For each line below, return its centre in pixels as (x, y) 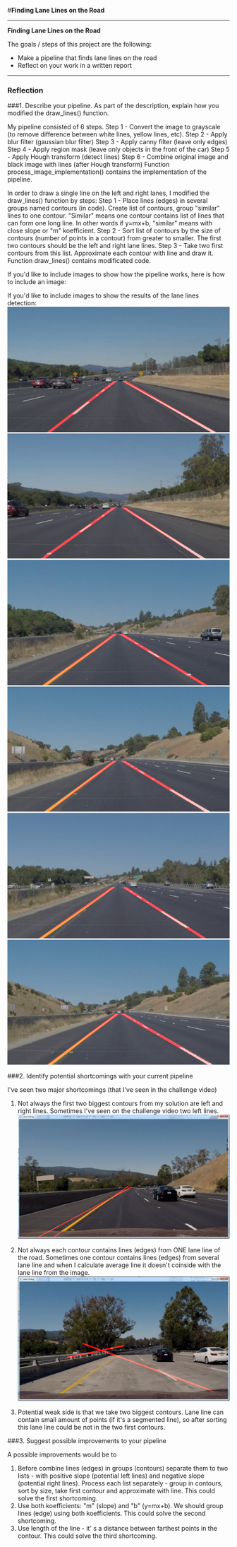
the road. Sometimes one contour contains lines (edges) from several (118, 1258)
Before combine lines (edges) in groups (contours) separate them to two (123, 1469)
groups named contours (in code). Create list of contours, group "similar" (114, 208)
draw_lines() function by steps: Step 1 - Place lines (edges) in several (108, 201)
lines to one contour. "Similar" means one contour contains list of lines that (116, 216)
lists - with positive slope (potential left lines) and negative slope (111, 1476)
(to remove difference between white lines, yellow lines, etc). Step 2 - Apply (117, 134)
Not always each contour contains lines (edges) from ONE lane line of (119, 1250)
